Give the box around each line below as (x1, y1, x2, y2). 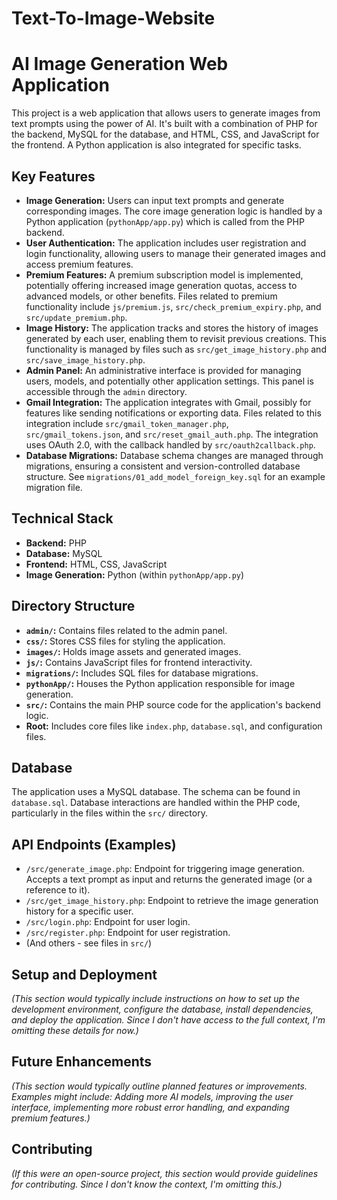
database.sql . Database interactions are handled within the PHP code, (11, 797, 301, 809)
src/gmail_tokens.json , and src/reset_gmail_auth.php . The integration (25, 428, 319, 440)
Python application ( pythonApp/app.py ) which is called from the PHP (25, 215, 305, 227)
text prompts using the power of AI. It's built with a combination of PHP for (11, 118, 318, 130)
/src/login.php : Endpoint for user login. (25, 916, 191, 928)
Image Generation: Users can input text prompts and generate (25, 194, 285, 206)
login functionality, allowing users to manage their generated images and (25, 247, 326, 259)
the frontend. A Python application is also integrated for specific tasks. (11, 139, 302, 151)
